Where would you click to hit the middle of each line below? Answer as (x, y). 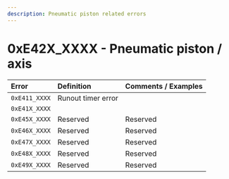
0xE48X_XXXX (31, 153)
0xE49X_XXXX (31, 165)
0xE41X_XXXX (31, 109)
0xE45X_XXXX (31, 119)
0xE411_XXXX (31, 98)
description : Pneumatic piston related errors (77, 14)
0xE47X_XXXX (31, 142)
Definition (74, 86)
